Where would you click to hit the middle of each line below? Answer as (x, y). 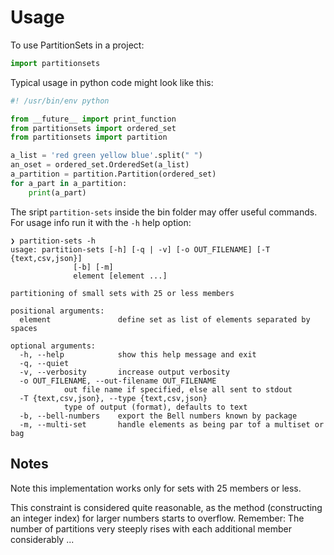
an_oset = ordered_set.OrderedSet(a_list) (100, 165)
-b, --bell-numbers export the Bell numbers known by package (158, 416)
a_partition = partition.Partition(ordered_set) (113, 174)
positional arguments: (57, 311)
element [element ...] (120, 276)
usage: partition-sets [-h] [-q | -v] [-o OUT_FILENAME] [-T (140, 249)
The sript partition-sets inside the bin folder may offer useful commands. (164, 212)
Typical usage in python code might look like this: (112, 82)
